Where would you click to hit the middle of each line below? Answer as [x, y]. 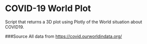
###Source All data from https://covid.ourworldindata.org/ [64, 36]
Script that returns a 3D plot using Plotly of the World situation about [74, 22]
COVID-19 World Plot [48, 8]
